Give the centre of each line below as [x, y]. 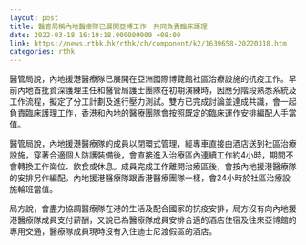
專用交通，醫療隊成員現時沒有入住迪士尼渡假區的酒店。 [113, 231]
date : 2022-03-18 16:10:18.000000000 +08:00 [95, 35]
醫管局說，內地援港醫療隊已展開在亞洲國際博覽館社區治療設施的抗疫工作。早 [153, 79]
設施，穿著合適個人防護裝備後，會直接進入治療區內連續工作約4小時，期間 [148, 155]
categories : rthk [42, 52]
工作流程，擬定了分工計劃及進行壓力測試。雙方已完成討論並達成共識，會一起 [153, 102]
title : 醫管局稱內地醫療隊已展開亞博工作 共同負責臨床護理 [108, 26]
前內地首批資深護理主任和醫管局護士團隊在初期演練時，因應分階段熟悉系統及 [153, 90]
